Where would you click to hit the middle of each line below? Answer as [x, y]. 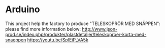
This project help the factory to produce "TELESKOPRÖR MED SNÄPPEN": [83, 23]
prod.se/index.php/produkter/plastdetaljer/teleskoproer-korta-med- [76, 34]
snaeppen [16, 40]
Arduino [23, 9]
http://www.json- [100, 29]
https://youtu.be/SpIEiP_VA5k [58, 40]
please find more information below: [43, 29]
